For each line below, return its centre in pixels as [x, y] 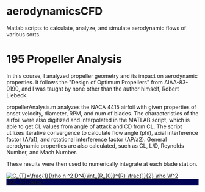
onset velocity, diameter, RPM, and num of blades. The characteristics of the [103, 113]
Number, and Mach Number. [42, 152]
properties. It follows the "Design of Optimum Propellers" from [85, 82]
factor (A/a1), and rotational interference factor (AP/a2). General [87, 139]
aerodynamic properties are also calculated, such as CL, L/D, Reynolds [95, 146]
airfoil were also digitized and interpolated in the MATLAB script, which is [98, 120]
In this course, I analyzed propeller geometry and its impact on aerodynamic [102, 76]
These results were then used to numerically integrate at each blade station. [102, 164]
